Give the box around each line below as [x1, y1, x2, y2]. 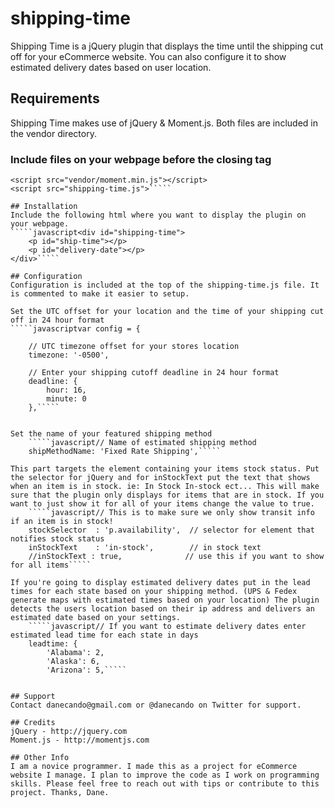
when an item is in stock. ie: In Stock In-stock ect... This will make [10, 482, 320, 492]
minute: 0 [46, 394, 87, 404]
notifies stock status [10, 534, 105, 544]
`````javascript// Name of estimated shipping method [28, 438, 257, 448]
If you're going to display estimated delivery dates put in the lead [10, 578, 311, 588]
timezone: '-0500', [28, 350, 110, 361]
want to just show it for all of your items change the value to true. [10, 499, 315, 509]
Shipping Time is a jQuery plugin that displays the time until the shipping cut [10, 40, 324, 52]
